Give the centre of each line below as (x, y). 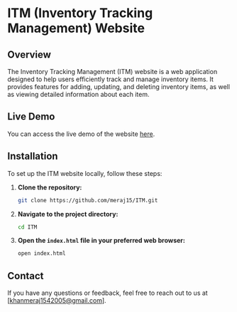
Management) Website (76, 28)
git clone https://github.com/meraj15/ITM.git (88, 200)
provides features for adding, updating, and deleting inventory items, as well (119, 87)
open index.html (42, 254)
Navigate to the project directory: (68, 214)
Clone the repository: (50, 187)
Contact (26, 276)
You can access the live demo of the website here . (81, 134)
